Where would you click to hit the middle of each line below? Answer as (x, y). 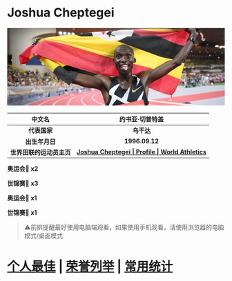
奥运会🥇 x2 (23, 169)
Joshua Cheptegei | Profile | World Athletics (142, 152)
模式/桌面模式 (43, 236)
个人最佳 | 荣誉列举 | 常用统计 (90, 266)
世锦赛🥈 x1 (22, 213)
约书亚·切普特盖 (142, 119)
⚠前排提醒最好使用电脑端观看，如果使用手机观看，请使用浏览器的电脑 (124, 227)
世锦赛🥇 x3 (23, 183)
